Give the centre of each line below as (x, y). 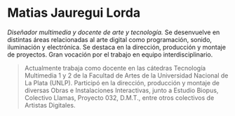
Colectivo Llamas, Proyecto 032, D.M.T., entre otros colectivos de (119, 97)
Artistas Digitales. (50, 105)
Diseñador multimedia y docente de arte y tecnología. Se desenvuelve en (114, 32)
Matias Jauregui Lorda (74, 13)
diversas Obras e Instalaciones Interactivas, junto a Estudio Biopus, (121, 90)
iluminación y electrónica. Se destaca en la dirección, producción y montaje (117, 47)
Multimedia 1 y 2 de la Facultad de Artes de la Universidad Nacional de (126, 75)
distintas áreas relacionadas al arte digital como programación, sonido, (110, 39)
